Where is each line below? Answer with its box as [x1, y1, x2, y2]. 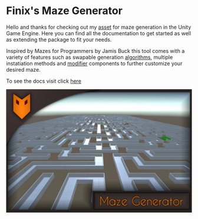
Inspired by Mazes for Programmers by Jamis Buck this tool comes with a [6, 47, 185, 54]
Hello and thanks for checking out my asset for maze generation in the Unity [6, 23, 192, 31]
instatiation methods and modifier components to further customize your [6, 60, 183, 67]
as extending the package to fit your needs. [6, 36, 112, 43]
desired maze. [6, 66, 41, 73]
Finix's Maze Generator [6, 4, 123, 18]
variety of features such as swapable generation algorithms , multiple [6, 53, 173, 60]
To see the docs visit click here [6, 78, 81, 85]
